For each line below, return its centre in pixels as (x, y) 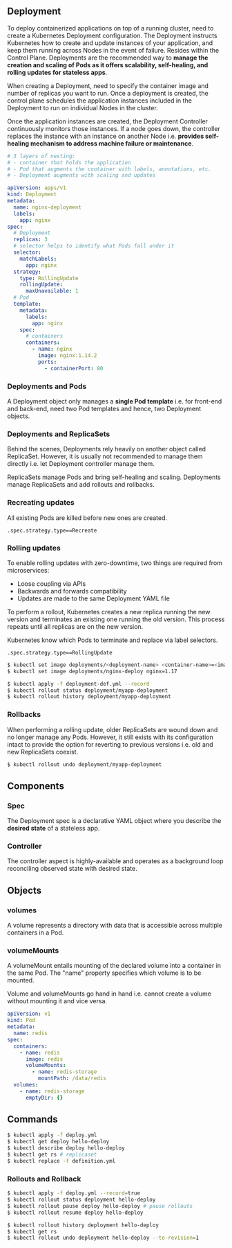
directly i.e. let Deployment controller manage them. (81, 464)
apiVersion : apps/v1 (37, 188)
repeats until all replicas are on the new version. (75, 626)
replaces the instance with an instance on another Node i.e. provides (106, 136)
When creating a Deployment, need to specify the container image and (108, 85)
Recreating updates (41, 503)
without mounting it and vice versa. (57, 1001)
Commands (33, 1119)
